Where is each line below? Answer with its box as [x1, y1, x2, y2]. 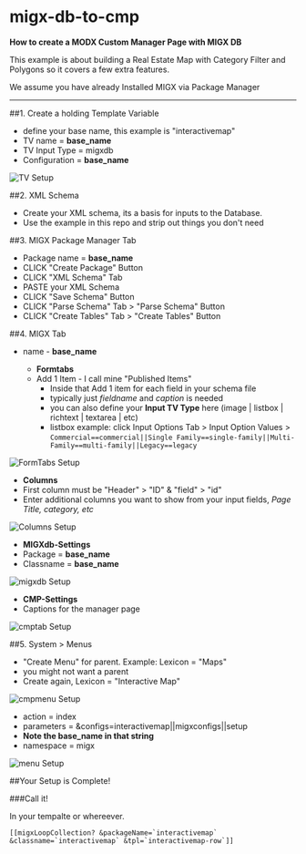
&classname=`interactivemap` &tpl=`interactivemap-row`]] [9, 836, 234, 845]
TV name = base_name [22, 135, 112, 146]
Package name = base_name [22, 252, 134, 263]
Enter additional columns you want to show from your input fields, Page [22, 494, 291, 505]
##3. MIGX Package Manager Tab [9, 234, 137, 245]
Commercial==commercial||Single [49, 433, 173, 442]
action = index [22, 711, 77, 722]
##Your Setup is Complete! [9, 775, 111, 786]
